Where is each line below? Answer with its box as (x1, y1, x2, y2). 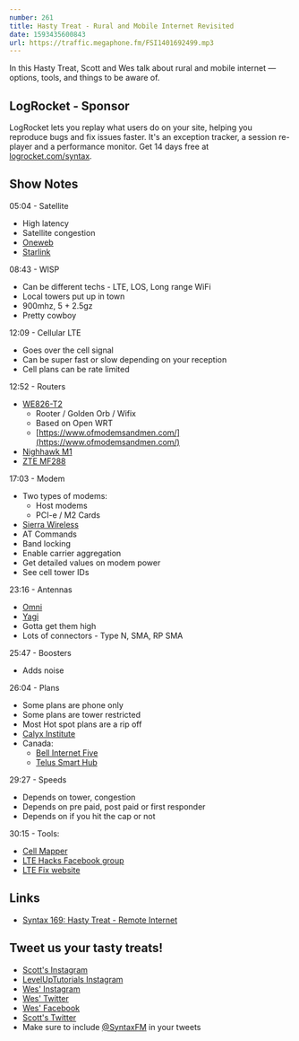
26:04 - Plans (9, 682, 60, 693)
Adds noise (21, 665, 64, 676)
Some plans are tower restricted (21, 709, 141, 720)
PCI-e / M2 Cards (35, 509, 101, 520)
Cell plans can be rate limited (21, 363, 130, 374)
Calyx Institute (21, 728, 76, 739)
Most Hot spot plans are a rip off (21, 719, 142, 730)
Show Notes (9, 177, 79, 192)
